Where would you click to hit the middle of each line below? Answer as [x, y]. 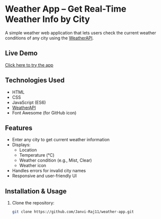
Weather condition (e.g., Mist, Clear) [56, 160]
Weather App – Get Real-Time [66, 9]
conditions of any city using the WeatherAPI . [49, 38]
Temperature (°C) [37, 155]
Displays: [21, 145]
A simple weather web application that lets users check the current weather [80, 33]
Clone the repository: [33, 203]
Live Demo [21, 53]
